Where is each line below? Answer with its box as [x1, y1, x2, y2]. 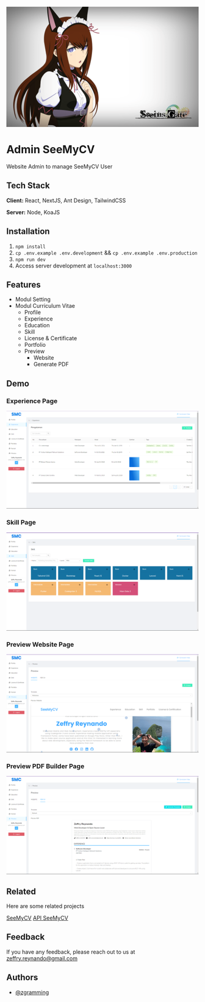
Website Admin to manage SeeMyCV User [6, 162, 113, 170]
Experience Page [6, 396, 58, 405]
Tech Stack [6, 181, 50, 191]
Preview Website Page [6, 640, 74, 648]
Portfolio [24, 341, 46, 349]
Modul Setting [15, 296, 51, 303]
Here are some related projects [6, 902, 84, 910]
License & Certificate [24, 335, 77, 342]
